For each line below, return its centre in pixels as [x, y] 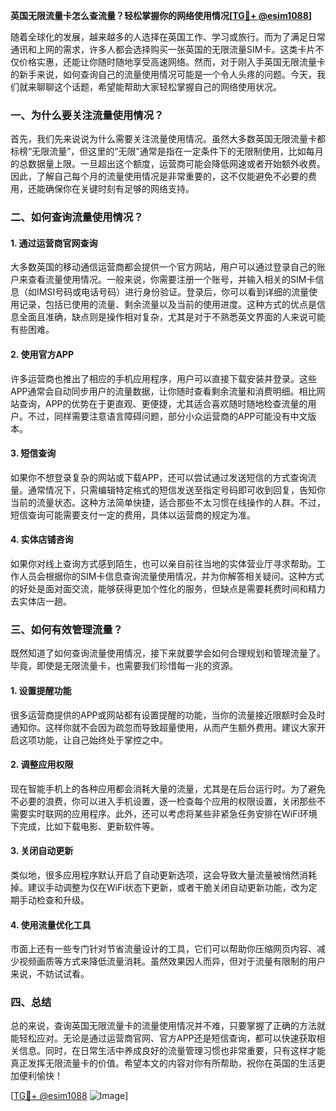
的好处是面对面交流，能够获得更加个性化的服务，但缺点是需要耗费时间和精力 [168, 589]
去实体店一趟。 [41, 601]
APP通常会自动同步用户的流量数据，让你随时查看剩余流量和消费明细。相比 [163, 391]
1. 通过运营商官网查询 [54, 243]
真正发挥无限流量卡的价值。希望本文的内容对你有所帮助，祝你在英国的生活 [163, 1063]
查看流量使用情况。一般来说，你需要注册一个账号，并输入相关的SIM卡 [171, 280]
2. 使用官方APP [42, 355]
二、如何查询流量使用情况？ [77, 217]
